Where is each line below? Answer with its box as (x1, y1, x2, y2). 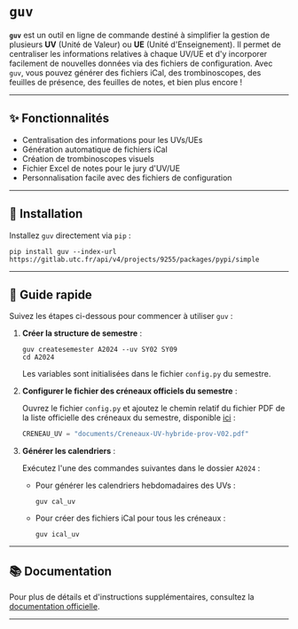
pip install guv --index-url (9, 247, 117, 256)
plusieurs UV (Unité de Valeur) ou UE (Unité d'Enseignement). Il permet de (9, 39, 281, 50)
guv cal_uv (35, 498, 76, 506)
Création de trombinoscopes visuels (21, 153, 155, 163)
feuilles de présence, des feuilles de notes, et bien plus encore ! (9, 76, 243, 87)
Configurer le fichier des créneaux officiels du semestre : (21, 386, 238, 396)
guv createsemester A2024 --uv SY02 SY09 (21, 346, 177, 354)
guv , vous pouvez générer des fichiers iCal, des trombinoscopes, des (9, 67, 262, 78)
